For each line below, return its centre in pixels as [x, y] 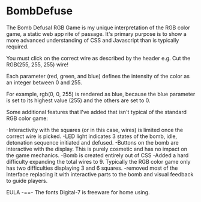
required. [17, 47]
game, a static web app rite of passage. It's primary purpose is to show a [97, 33]
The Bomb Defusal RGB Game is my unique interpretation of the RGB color [98, 27]
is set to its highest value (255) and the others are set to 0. [79, 100]
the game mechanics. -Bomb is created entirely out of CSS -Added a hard [97, 155]
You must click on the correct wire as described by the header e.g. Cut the [98, 58]
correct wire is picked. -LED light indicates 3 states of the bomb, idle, [92, 136]
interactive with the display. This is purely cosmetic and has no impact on [97, 149]
